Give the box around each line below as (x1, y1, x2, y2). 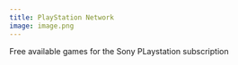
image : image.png (9, 21, 75, 30)
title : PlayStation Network (9, 12, 115, 22)
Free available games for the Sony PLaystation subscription (9, 45, 229, 56)
